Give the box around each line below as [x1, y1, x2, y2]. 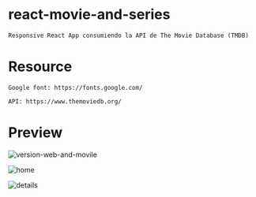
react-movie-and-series [8, 6, 171, 24]
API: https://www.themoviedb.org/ [8, 97, 122, 106]
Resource [8, 58, 73, 76]
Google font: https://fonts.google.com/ [8, 84, 144, 91]
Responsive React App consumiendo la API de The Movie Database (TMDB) [8, 32, 249, 39]
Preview [8, 124, 63, 142]
